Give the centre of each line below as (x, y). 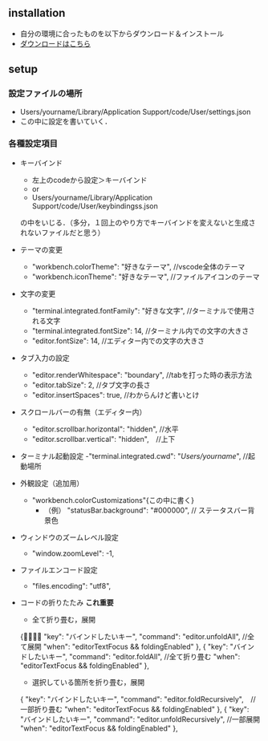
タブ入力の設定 (45, 358)
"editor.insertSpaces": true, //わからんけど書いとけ (116, 395)
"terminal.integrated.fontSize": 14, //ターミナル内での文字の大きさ (140, 330)
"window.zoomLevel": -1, (73, 553)
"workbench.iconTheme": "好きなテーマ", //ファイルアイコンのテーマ (146, 277)
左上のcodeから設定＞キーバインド (89, 180)
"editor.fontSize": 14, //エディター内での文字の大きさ (118, 341)
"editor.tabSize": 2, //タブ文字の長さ (91, 385)
